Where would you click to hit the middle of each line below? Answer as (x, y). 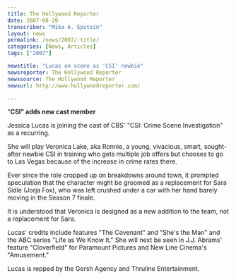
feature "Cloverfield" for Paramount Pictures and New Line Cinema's (107, 248)
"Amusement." (28, 255)
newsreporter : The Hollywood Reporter (64, 72)
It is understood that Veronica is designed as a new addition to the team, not (118, 212)
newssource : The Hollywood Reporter (61, 79)
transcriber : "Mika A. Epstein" (55, 27)
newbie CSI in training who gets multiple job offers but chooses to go (123, 154)
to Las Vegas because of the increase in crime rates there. (93, 162)
